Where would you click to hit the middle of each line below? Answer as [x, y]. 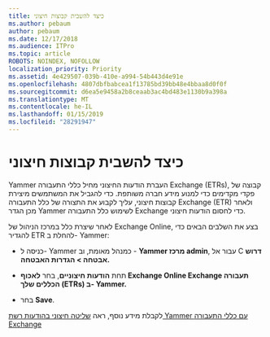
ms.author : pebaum [39, 24]
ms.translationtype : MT [49, 99]
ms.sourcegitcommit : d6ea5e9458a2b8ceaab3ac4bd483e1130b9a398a [118, 92]
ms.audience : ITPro [41, 46]
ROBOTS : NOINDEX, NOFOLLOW [54, 62]
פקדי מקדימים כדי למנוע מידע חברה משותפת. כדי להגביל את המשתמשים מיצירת [132, 193]
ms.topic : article [39, 54]
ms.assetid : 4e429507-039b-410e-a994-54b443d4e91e [96, 77]
